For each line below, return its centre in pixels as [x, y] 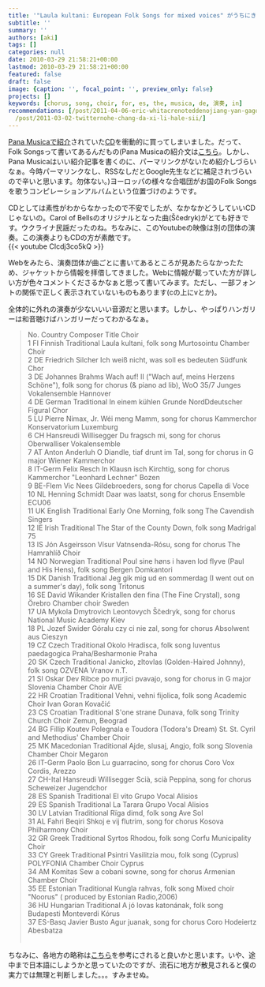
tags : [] [22, 45]
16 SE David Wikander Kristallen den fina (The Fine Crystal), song [134, 595]
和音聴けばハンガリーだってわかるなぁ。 [88, 319]
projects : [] [30, 96]
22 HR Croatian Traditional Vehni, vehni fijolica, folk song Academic [137, 695]
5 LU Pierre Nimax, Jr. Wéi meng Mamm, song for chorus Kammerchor [142, 418]
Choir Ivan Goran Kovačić [69, 704]
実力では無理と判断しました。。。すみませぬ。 [81, 974]
